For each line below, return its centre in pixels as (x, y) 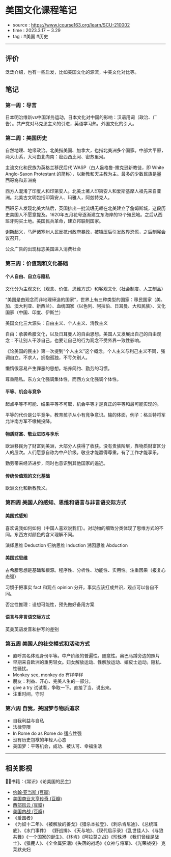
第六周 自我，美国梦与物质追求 (42, 708)
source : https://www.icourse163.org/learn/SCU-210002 (71, 25)
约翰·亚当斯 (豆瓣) (31, 792)
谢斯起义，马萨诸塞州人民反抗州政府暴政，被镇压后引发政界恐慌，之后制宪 (83, 232)
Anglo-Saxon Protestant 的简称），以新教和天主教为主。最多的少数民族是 (81, 174)
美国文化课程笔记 (41, 10)
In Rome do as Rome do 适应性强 (47, 733)
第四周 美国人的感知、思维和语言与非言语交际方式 (66, 503)
